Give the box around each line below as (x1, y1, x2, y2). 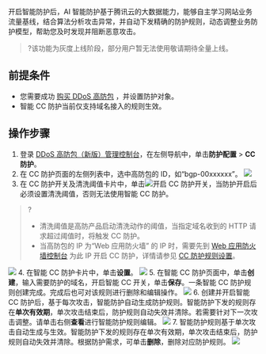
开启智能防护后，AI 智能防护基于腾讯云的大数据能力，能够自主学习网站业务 (8, 7, 253, 16)
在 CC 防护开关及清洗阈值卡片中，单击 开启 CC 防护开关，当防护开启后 (19, 179, 257, 188)
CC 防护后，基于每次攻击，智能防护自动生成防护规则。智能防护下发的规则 (8, 297, 249, 306)
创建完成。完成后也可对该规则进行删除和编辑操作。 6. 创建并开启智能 (14, 287, 251, 297)
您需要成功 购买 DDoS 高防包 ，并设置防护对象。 (19, 91, 179, 101)
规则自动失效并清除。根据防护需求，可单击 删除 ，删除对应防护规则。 (8, 337, 230, 346)
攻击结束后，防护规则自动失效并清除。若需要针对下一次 (70, 307, 251, 317)
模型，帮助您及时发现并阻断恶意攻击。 (14, 27, 140, 36)
